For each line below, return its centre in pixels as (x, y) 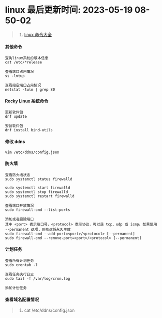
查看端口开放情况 (20, 206)
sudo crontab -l (21, 265)
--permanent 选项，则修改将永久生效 (38, 229)
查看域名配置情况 (22, 299)
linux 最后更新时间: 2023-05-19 (69, 10)
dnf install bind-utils (29, 130)
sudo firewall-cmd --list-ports (37, 210)
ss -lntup (15, 76)
